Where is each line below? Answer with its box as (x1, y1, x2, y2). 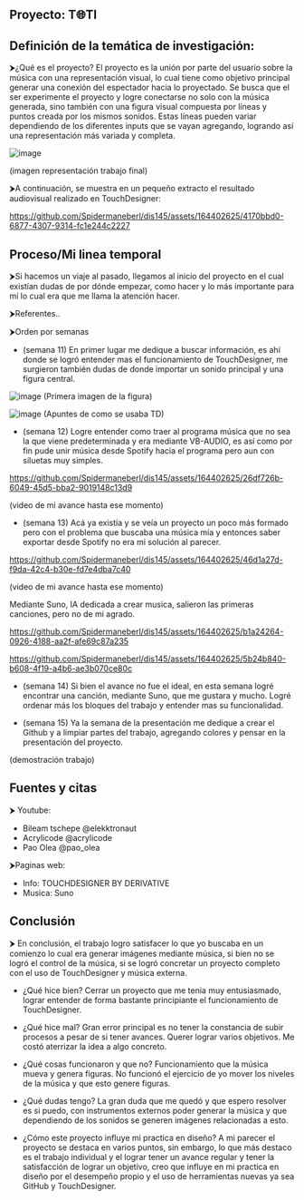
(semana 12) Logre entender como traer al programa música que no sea (22, 426, 291, 437)
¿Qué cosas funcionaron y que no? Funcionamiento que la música (22, 1059, 269, 1069)
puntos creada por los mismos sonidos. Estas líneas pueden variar (9, 111, 257, 122)
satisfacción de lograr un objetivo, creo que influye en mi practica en (22, 1161, 280, 1172)
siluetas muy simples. (22, 455, 104, 466)
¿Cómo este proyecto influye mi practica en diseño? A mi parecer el (22, 1132, 276, 1143)
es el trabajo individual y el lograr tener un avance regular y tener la (22, 1151, 274, 1162)
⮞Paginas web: (9, 859, 66, 870)
